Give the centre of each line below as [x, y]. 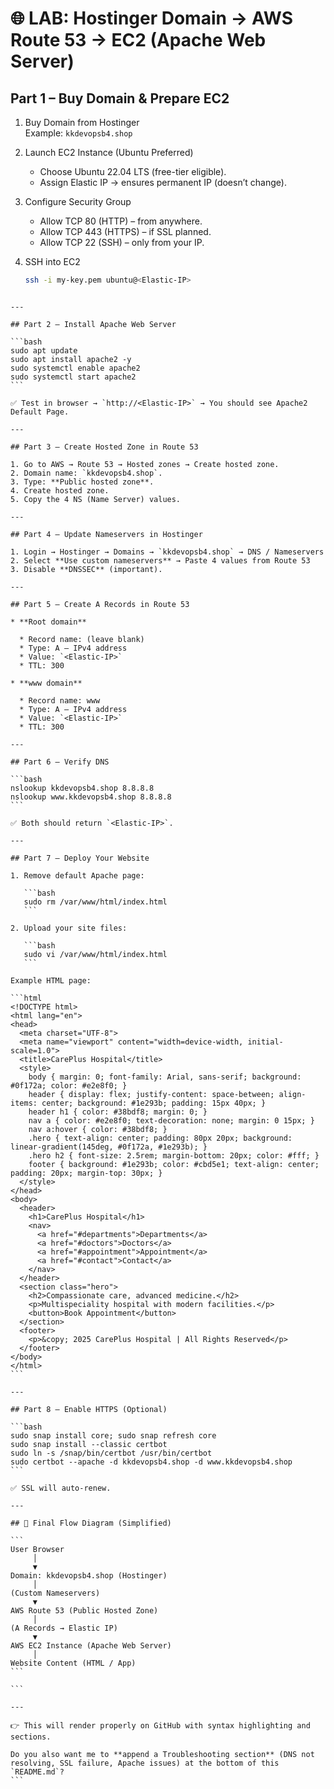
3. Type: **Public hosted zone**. [82, 482]
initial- [265, 1042]
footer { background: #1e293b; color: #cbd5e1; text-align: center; [174, 1164]
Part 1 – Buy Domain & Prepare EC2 [120, 98]
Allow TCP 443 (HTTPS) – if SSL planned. [125, 231]
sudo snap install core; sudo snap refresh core [113, 1435]
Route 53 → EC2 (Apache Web [138, 40]
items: [24, 1103]
